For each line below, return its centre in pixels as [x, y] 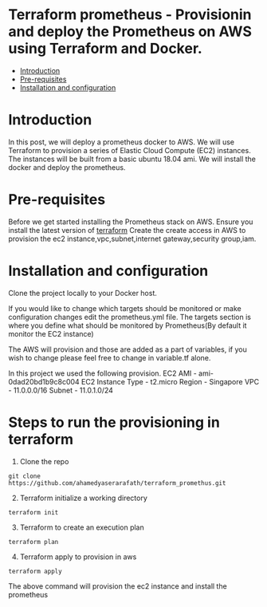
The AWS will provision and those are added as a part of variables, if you [128, 349]
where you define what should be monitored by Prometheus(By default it [128, 325]
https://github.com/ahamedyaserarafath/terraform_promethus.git [117, 483]
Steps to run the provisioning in [114, 422]
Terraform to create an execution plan [82, 527]
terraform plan [33, 542]
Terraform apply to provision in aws [78, 557]
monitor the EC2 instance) [51, 333]
